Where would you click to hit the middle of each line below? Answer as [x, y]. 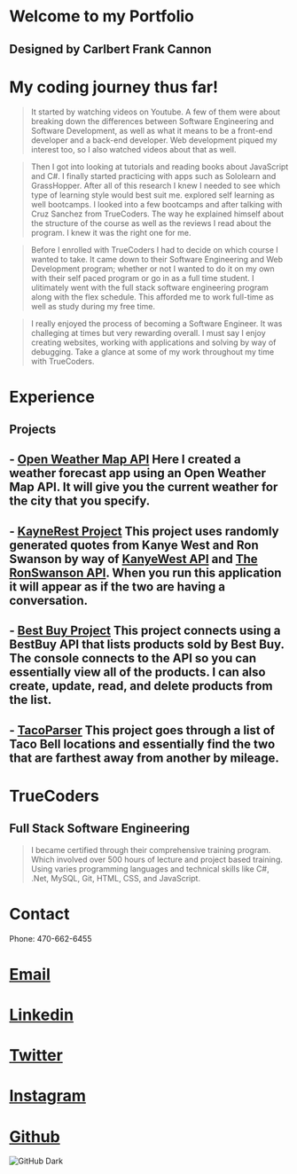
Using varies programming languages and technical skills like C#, [150, 869]
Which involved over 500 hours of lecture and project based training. [157, 859]
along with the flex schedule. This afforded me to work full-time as [152, 297]
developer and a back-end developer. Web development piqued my [154, 140]
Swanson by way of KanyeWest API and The [134, 559]
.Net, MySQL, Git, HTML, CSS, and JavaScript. [116, 878]
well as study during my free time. [93, 306]
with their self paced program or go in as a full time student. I [142, 278]
